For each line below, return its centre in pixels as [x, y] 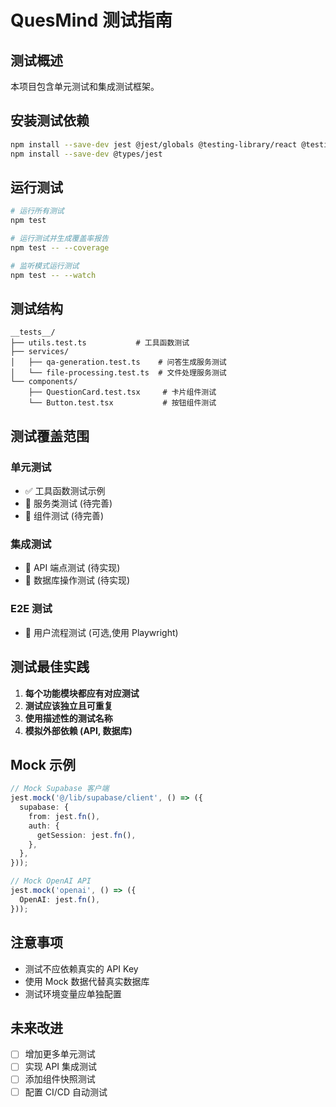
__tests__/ [33, 332]
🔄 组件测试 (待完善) [64, 516]
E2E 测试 [31, 609]
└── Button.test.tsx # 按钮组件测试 [122, 403]
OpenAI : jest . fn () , [60, 899]
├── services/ [40, 352]
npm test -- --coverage [60, 248]
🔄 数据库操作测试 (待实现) [77, 580]
